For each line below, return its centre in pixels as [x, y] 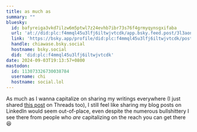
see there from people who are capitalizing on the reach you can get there [96, 117]
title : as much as [28, 11]
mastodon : [18, 66]
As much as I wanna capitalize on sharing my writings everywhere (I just [93, 99]
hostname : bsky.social [39, 50]
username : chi [28, 77]
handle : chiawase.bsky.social [48, 44]
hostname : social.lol [38, 82]
